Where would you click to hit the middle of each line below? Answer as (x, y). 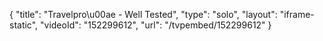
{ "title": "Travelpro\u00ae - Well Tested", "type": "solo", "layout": (143, 14)
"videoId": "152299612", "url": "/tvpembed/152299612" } (156, 25)
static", (24, 25)
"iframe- (297, 14)
